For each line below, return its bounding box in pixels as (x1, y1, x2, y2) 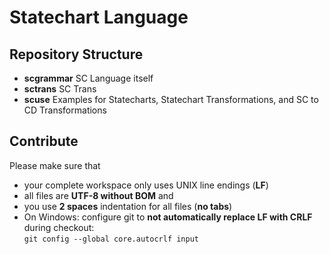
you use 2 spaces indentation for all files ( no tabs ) (23, 200, 233, 212)
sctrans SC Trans (23, 83, 97, 95)
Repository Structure (9, 46, 144, 63)
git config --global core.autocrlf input (23, 234, 199, 244)
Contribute (9, 133, 79, 150)
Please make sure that (9, 159, 101, 171)
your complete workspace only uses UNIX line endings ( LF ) (23, 179, 269, 191)
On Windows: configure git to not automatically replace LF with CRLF (23, 211, 313, 223)
